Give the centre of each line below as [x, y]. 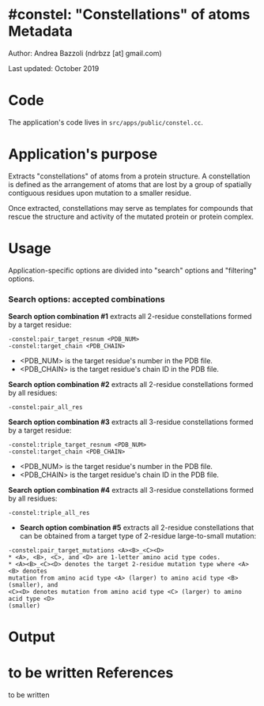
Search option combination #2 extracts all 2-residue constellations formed [131, 385]
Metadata [40, 31]
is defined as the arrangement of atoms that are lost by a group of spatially [130, 184]
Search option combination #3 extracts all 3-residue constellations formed [131, 422]
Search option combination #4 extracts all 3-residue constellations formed [131, 490]
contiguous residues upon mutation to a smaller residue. [100, 193]
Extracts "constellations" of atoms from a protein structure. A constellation [129, 176]
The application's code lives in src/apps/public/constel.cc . [106, 122]
